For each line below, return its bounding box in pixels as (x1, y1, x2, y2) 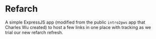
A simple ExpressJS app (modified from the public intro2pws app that (5, 19, 146, 25)
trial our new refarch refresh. (5, 29, 63, 35)
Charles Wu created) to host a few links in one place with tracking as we (5, 24, 151, 30)
